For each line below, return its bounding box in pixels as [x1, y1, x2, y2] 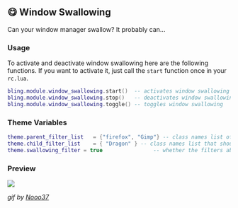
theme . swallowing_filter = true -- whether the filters [7, 146, 223, 154]
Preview [7, 163, 36, 173]
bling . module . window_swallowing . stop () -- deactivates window [7, 94, 201, 101]
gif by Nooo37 [7, 192, 50, 201]
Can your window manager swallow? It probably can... [7, 25, 166, 33]
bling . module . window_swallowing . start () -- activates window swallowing [7, 88, 230, 95]
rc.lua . [7, 74, 28, 83]
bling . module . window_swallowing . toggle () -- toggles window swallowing [7, 100, 223, 108]
